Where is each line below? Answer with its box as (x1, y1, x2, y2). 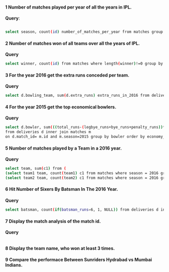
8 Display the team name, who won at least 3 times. (5, 245, 115, 251)
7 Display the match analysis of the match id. (5, 218, 101, 224)
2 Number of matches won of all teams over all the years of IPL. (5, 40, 140, 46)
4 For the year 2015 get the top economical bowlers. (5, 104, 117, 110)
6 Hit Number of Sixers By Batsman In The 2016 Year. (5, 186, 118, 192)
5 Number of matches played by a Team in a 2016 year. (5, 145, 122, 151)
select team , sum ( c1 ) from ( (5, 166, 66, 171)
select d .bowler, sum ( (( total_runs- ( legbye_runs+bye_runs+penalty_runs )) (5, 125, 163, 130)
